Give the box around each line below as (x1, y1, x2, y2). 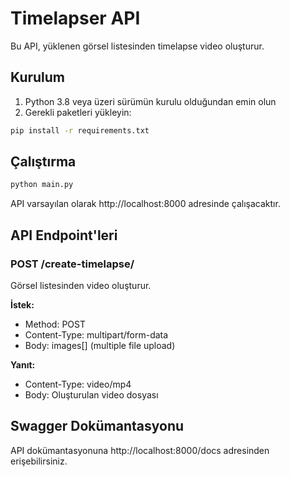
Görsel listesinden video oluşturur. (10, 280, 152, 291)
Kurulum (10, 69, 66, 86)
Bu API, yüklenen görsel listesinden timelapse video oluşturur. (10, 40, 265, 52)
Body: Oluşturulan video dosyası (24, 389, 159, 401)
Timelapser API (10, 7, 141, 30)
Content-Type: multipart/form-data (24, 329, 169, 341)
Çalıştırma (10, 153, 77, 171)
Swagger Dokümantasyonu (10, 418, 185, 435)
